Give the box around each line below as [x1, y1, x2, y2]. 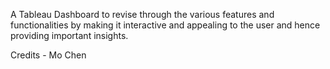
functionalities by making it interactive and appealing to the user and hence [10, 19, 321, 31]
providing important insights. [10, 30, 129, 41]
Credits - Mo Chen [10, 49, 87, 61]
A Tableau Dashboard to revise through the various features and [10, 9, 275, 20]
